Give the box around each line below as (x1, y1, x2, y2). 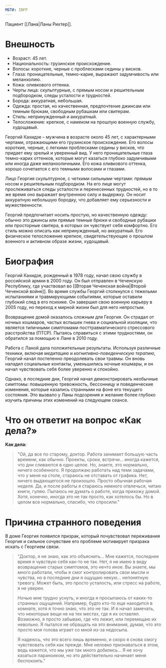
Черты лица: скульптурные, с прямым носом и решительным (12, 87, 144, 93)
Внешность (5, 38, 55, 50)
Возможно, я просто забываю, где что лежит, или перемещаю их (17, 616, 157, 622)
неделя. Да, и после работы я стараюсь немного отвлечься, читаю (17, 483, 162, 489)
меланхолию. (12, 76, 41, 82)
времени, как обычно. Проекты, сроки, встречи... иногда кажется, (17, 456, 160, 462)
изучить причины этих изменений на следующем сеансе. (5, 397, 129, 403)
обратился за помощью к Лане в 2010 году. (5, 335, 98, 341)
